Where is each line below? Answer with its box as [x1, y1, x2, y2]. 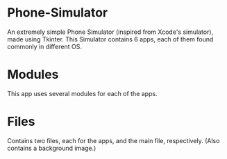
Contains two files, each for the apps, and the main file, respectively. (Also [7, 136, 220, 144]
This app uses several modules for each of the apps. [7, 89, 158, 97]
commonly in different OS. [7, 42, 82, 50]
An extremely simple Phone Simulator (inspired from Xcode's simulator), [7, 28, 214, 36]
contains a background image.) [7, 144, 96, 152]
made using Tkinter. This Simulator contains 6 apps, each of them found [7, 35, 214, 43]
